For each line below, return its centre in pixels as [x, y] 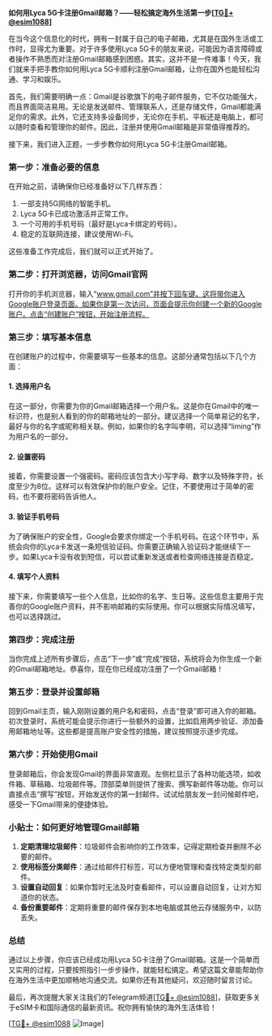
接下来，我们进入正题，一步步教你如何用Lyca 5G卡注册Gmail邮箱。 [120, 144]
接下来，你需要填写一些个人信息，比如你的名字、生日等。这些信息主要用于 [132, 596]
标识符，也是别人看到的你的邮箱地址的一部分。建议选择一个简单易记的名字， [136, 417]
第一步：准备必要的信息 [54, 167]
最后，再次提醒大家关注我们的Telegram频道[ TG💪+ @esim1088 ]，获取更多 [131, 997]
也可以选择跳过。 [37, 616]
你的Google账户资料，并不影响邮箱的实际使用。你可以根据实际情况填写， [137, 606]
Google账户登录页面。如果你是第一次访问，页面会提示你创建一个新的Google [135, 304]
